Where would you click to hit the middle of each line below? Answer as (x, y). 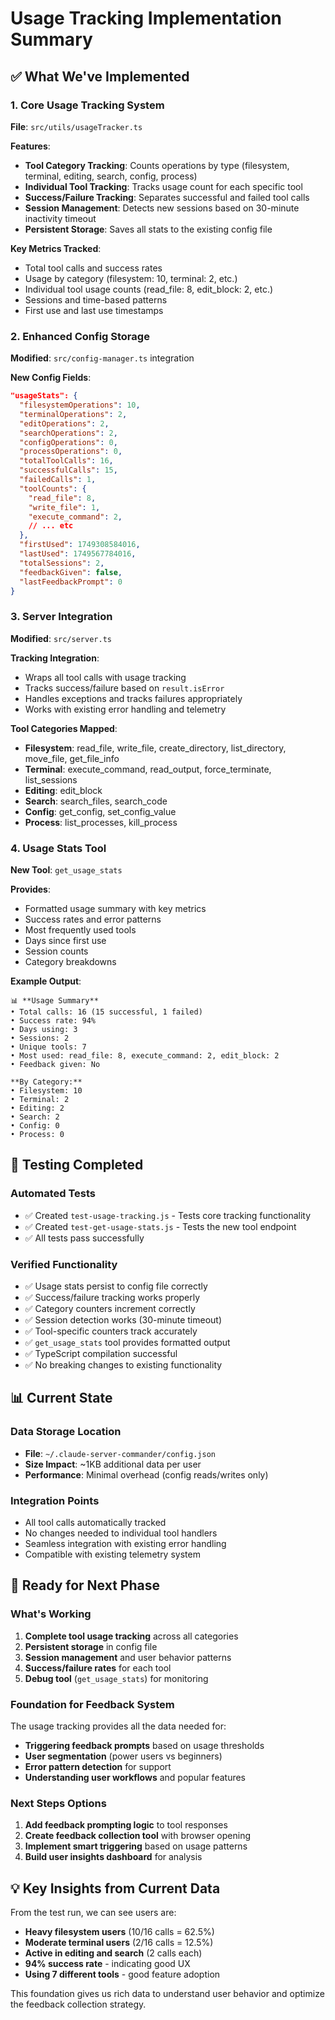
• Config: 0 (35, 1126)
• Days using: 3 (44, 1030)
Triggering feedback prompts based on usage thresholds (144, 1745)
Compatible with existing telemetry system (112, 1554)
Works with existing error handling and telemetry (125, 709)
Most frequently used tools (80, 930)
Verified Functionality (64, 1264)
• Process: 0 (37, 1135)
